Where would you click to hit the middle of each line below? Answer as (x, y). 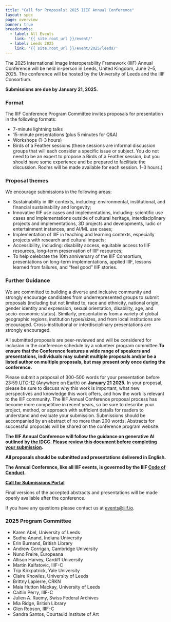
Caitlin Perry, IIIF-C (33, 592)
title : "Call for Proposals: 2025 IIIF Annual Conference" (70, 10)
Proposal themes (27, 180)
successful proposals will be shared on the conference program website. (82, 426)
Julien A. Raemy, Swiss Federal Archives (56, 598)
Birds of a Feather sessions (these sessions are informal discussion (84, 145)
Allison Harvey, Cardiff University (48, 559)
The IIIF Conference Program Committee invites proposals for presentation (84, 114)
